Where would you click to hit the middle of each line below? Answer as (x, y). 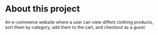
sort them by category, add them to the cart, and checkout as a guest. (76, 27)
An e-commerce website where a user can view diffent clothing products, (79, 22)
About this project (43, 9)
